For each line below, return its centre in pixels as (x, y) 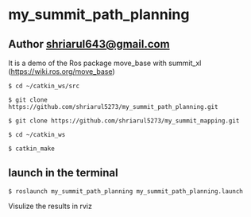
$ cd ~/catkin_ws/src (44, 86)
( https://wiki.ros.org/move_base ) (62, 72)
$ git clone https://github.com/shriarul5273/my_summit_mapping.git (124, 121)
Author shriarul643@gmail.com (89, 44)
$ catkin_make (32, 149)
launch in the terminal (63, 173)
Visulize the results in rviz (50, 206)
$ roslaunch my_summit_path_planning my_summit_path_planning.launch (126, 191)
